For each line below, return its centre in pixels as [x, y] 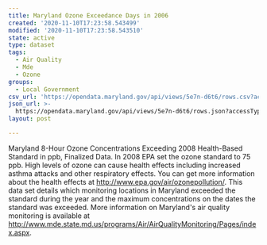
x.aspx [19, 232]
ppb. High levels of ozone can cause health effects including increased [124, 165]
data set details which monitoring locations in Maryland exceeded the [122, 190]
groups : [21, 82]
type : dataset [32, 45]
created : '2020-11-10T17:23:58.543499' [74, 23]
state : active [32, 38]
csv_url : [23, 97]
